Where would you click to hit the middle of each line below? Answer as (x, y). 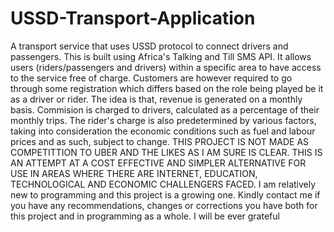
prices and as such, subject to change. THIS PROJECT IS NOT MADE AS (160, 141)
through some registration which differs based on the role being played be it (167, 88)
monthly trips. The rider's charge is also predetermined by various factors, (163, 120)
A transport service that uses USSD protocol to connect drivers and (149, 46)
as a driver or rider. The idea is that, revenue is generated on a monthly (156, 99)
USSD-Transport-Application (133, 18)
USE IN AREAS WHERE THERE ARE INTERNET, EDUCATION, (134, 173)
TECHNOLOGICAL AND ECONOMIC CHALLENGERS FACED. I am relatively (163, 184)
